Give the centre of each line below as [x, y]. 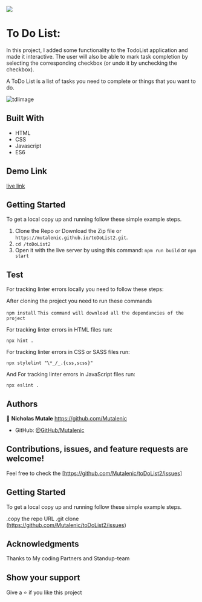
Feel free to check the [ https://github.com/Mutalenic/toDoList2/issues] [94, 473]
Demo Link [27, 172]
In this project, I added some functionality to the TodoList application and [97, 50]
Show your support [43, 577]
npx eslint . [23, 385]
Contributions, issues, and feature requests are [97, 449]
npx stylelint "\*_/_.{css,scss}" [50, 363]
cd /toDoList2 [33, 244]
